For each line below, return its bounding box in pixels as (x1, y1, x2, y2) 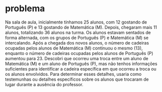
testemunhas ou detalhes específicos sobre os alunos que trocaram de (5, 76, 149, 82)
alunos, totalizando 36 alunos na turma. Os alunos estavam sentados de (5, 29, 151, 35)
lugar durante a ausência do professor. (5, 81, 83, 87)
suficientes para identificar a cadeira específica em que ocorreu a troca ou (5, 66, 157, 71)
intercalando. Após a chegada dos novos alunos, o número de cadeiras (5, 40, 149, 46)
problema (5, 3, 45, 14)
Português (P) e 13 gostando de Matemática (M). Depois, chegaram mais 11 (5, 24, 157, 30)
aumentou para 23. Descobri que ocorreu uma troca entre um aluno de (5, 55, 149, 61)
